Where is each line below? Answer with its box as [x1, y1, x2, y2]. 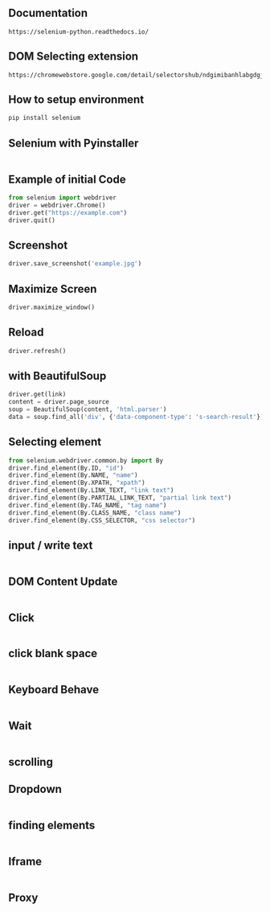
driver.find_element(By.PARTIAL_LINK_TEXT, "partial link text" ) [8, 494, 231, 502]
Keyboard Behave [8, 683, 99, 696]
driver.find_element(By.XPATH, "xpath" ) [8, 479, 146, 487]
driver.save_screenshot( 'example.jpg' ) [8, 260, 142, 268]
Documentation [8, 6, 88, 20]
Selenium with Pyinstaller [8, 136, 139, 150]
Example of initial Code [8, 172, 126, 186]
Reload [8, 326, 44, 339]
